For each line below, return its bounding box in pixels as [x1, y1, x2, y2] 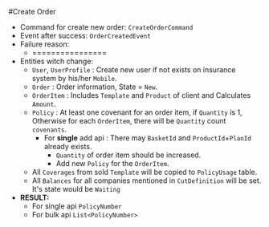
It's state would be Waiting [31, 184, 120, 193]
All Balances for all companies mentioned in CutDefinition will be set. [31, 176, 262, 185]
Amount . [31, 99, 56, 108]
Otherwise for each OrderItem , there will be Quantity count [31, 116, 226, 125]
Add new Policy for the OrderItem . [55, 159, 170, 168]
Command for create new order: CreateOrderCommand [19, 22, 194, 31]
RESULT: [19, 193, 50, 202]
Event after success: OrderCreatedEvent [19, 31, 151, 40]
